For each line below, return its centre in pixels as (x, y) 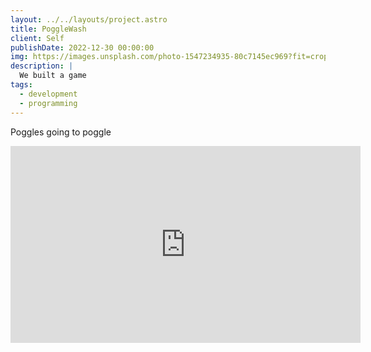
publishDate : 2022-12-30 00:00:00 (82, 47)
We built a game (53, 76)
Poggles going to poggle (61, 132)
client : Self (37, 38)
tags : (21, 85)
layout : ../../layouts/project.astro (89, 19)
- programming (48, 103)
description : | (42, 66)
